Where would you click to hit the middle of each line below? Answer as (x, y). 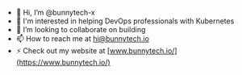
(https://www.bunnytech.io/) (63, 62)
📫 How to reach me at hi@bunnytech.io (82, 39)
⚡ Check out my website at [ (63, 51)
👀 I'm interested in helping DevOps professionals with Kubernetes (125, 21)
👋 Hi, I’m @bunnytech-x (55, 12)
